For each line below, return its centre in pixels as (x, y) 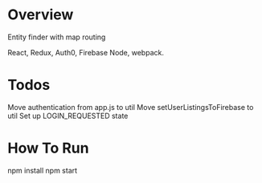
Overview (41, 15)
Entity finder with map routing (57, 37)
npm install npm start (43, 170)
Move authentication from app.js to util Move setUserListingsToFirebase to (131, 107)
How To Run (48, 148)
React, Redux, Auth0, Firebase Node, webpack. (86, 52)
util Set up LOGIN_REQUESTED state (68, 116)
